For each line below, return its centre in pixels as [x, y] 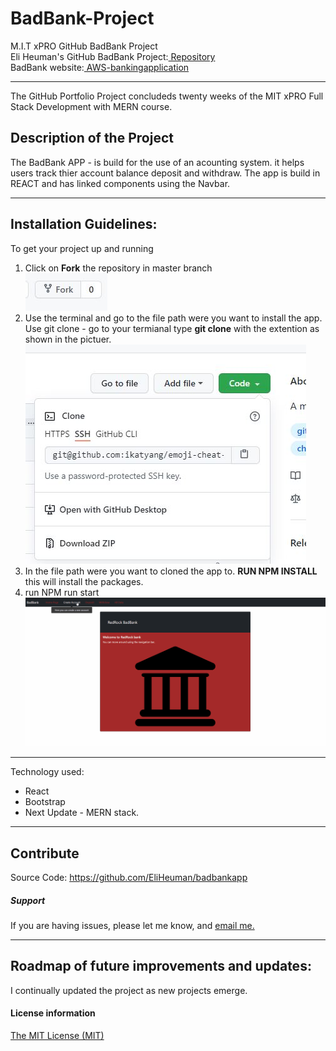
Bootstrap [45, 802]
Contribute [45, 853]
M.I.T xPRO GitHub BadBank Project [84, 46]
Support [28, 900]
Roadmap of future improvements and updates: [161, 966]
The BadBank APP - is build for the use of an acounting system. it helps [157, 162]
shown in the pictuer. [68, 339]
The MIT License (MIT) [57, 1036]
